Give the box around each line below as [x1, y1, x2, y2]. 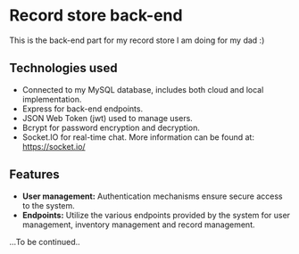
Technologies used [9, 61, 118, 76]
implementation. [21, 94, 82, 104]
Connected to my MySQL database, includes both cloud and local [21, 84, 264, 94]
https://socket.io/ [21, 141, 87, 152]
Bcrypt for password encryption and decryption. [21, 122, 201, 133]
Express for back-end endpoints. [21, 103, 144, 114]
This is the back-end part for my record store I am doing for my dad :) [9, 35, 265, 45]
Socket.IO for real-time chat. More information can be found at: [21, 131, 254, 143]
